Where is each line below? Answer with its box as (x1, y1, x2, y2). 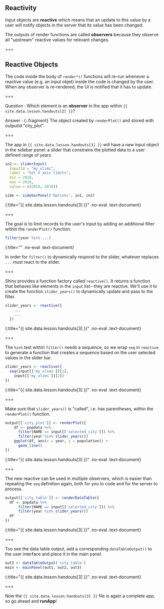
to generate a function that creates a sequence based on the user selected (5, 350, 156, 356)
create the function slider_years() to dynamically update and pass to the (5, 288, 153, 294)
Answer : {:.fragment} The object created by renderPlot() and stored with (5, 117, 154, 123)
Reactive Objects (5, 61, 59, 69)
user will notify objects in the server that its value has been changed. (5, 22, 144, 28)
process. (5, 486, 23, 492)
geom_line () (18, 443, 42, 448)
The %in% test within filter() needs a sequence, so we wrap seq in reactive (5, 344, 159, 350)
